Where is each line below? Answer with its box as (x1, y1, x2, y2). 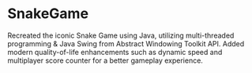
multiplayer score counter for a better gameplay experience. (7, 56, 203, 65)
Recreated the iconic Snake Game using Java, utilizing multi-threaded (7, 31, 235, 40)
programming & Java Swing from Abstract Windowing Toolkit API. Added (7, 38, 245, 48)
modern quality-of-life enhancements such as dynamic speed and (7, 47, 223, 57)
